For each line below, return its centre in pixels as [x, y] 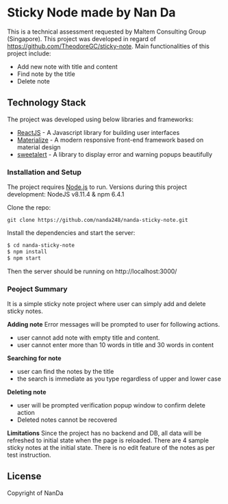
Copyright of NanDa [35, 493]
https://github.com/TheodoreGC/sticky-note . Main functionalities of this [109, 46]
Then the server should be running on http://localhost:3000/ [92, 271]
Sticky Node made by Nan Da [91, 13]
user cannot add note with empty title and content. [88, 338]
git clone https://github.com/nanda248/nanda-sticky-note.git [98, 220]
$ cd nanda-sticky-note [41, 245]
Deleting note [27, 392]
